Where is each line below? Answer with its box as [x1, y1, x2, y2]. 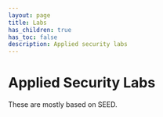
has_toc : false [8, 33, 58, 41]
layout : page [8, 11, 51, 19]
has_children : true [8, 26, 72, 34]
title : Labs [8, 19, 47, 27]
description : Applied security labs [8, 41, 128, 48]
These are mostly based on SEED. [8, 100, 118, 109]
